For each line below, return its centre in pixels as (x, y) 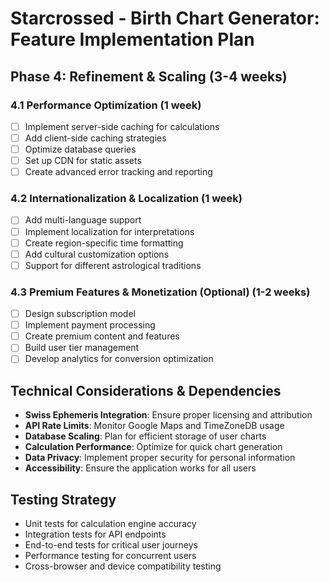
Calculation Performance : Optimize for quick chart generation (153, 447)
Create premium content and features (102, 336)
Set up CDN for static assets (83, 161)
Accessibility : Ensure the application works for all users (140, 468)
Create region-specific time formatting (104, 243)
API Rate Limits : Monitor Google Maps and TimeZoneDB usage (154, 426)
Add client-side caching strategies (95, 138)
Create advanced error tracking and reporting (118, 172)
